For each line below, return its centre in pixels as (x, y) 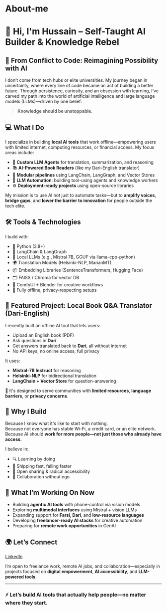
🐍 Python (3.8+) (29, 246)
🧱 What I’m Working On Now (50, 493)
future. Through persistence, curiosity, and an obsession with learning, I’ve (82, 91)
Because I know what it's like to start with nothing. (57, 423)
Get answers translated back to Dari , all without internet (70, 346)
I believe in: (17, 449)
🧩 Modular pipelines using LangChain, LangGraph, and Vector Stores (83, 175)
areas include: (20, 152)
